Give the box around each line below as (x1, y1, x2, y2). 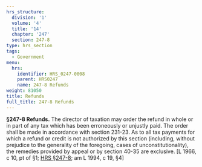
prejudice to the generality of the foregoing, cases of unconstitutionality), (6, 141, 189, 148)
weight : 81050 (6, 88, 42, 94)
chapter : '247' (11, 31, 50, 38)
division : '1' (11, 15, 47, 21)
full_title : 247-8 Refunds (6, 99, 74, 105)
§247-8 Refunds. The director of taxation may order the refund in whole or (6, 116, 194, 123)
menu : (6, 59, 20, 65)
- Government (11, 54, 45, 60)
